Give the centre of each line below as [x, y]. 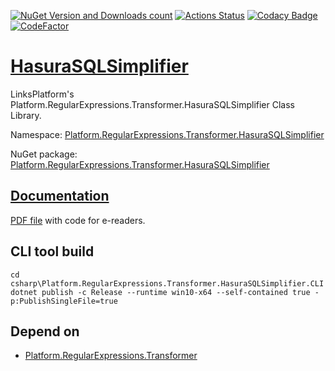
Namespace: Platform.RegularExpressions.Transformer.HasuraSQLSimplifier [167, 134]
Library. [26, 115]
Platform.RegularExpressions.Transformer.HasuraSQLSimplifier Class [152, 104]
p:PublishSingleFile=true [64, 301]
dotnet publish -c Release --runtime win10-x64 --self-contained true [160, 292]
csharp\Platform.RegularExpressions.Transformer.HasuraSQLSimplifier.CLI [167, 283]
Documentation [60, 196]
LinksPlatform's [42, 94]
